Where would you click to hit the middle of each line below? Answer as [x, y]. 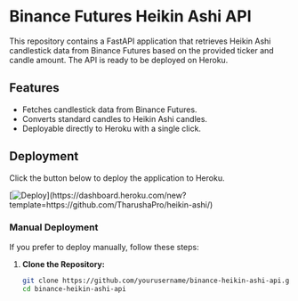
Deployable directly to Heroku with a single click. [112, 128]
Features [34, 88]
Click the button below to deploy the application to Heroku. [117, 178]
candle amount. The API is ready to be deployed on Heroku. [119, 60]
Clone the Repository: [63, 264]
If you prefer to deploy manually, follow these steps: [104, 247]
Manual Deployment [54, 227]
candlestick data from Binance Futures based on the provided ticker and [141, 50]
